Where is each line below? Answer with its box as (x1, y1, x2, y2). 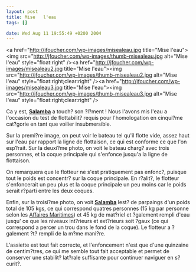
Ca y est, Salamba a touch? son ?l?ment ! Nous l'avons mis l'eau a (6, 108, 168, 115)
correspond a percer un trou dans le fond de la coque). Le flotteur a (6, 224, 171, 231)
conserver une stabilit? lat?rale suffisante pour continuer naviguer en (6, 254, 174, 261)
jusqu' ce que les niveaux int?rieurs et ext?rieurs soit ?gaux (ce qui (6, 218, 168, 225)
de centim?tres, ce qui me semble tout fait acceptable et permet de (6, 248, 170, 255)
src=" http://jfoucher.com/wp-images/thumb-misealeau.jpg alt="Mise (19, 53, 188, 60)
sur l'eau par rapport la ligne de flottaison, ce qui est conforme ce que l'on (6, 138, 187, 145)
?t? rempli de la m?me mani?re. (30, 230, 106, 237)
